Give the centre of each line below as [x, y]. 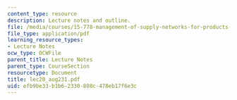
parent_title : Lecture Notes [50, 60]
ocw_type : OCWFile [34, 54]
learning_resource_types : [45, 40]
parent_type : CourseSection [49, 66]
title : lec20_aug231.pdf [44, 79]
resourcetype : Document [42, 73]
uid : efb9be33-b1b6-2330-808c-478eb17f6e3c [72, 86]
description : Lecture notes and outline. [69, 20]
